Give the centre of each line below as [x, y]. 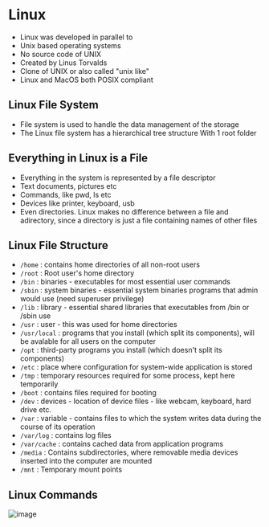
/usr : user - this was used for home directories [99, 325]
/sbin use [35, 316]
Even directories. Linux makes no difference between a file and [124, 211]
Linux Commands [53, 494]
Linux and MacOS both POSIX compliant [87, 80]
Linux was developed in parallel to [76, 37]
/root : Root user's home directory [77, 273]
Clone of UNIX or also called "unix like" [85, 71]
